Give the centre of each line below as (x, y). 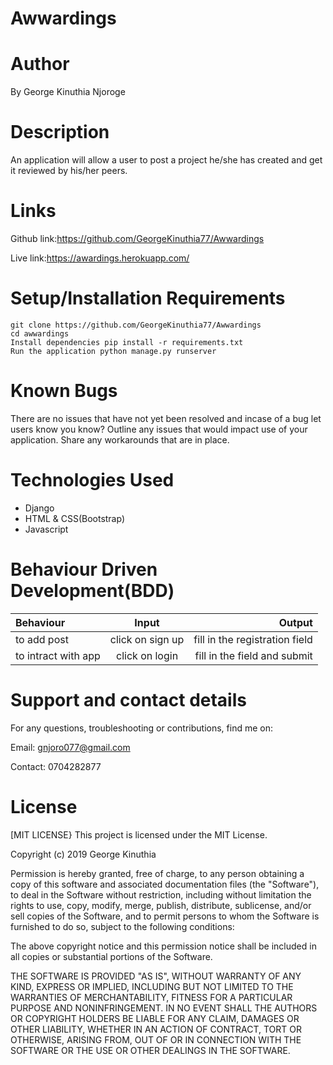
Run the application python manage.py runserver (113, 351)
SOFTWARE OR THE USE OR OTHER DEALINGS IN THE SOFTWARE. (150, 1050)
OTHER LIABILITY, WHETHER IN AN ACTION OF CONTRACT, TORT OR (156, 1029)
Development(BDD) (92, 591)
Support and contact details (128, 699)
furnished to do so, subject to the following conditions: (122, 926)
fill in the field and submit (253, 655)
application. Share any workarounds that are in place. (120, 439)
